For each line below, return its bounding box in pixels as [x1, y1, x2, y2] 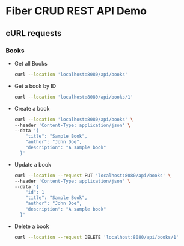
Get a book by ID [14, 82, 57, 90]
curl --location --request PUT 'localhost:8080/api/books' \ [14, 173, 171, 179]
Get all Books [14, 60, 48, 67]
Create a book [14, 105, 50, 112]
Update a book [14, 161, 52, 168]
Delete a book [14, 223, 49, 230]
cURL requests [5, 28, 62, 38]
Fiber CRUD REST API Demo [5, 4, 147, 18]
